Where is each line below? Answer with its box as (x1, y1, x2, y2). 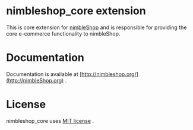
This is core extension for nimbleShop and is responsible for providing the (6, 24, 187, 31)
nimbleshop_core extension (6, 4, 147, 18)
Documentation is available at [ (6, 70, 82, 78)
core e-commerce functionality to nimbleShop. (6, 30, 121, 37)
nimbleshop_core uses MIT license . (6, 117, 94, 124)
